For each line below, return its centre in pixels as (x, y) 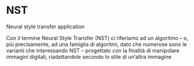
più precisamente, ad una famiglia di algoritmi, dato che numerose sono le (96, 44)
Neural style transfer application (45, 27)
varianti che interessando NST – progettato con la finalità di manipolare (93, 50)
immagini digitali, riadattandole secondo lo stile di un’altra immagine (89, 57)
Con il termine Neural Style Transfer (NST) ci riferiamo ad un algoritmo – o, (97, 38)
